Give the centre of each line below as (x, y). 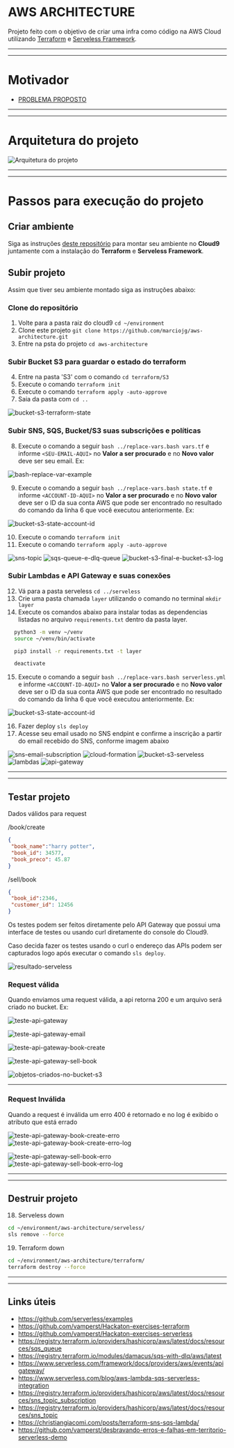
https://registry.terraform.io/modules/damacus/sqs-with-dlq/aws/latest (120, 1355)
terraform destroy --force (47, 1268)
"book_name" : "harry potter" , (53, 847)
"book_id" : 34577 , (37, 853)
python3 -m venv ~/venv (48, 632)
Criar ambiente (41, 227)
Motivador (39, 80)
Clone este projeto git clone (59, 330)
